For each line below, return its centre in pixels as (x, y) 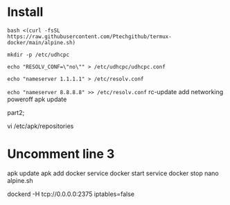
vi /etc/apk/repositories (41, 126)
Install (25, 12)
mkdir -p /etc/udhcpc (38, 55)
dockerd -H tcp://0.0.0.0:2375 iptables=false (71, 194)
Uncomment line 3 (61, 154)
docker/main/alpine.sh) (42, 42)
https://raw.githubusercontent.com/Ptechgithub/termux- (89, 36)
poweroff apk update (37, 99)
